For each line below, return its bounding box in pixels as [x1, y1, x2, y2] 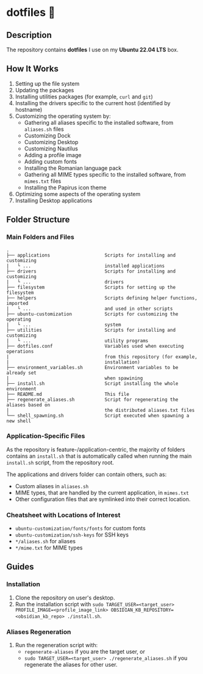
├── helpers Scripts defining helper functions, [6, 295, 198, 301]
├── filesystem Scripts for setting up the [6, 284, 176, 290]
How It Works [6, 64, 59, 74]
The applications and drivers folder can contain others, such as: [6, 471, 167, 478]
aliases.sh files [24, 125, 64, 133]
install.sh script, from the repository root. [6, 458, 115, 466]
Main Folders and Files [6, 233, 74, 241]
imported [6, 300, 29, 306]
